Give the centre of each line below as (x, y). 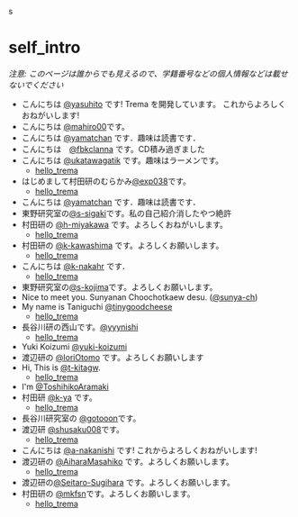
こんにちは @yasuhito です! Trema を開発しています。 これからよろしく (154, 104)
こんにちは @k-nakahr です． (76, 266)
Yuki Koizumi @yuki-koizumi (74, 346)
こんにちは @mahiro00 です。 (75, 126)
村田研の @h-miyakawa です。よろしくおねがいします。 (125, 224)
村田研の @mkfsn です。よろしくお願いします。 (108, 494)
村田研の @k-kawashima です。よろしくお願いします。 (122, 245)
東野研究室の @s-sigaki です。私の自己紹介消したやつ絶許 (126, 213)
